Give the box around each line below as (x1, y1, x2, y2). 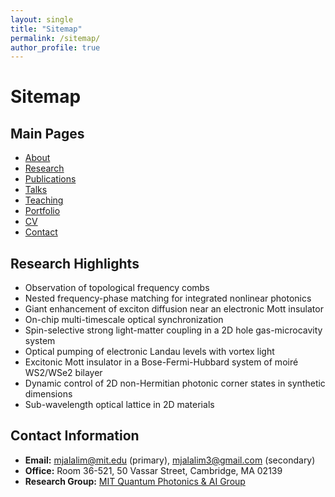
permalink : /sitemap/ (10, 33, 101, 43)
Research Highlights (10, 255, 140, 272)
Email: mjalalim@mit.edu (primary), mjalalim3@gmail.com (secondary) (24, 454, 316, 466)
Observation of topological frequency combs (24, 282, 210, 294)
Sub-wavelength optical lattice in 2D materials (24, 399, 215, 411)
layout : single (10, 14, 74, 25)
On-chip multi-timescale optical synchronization (24, 314, 224, 326)
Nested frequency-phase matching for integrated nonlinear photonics (24, 292, 312, 305)
